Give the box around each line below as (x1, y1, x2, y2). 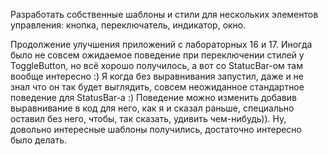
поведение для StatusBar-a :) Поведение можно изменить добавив (10, 92, 297, 103)
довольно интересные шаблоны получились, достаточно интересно (10, 124, 302, 135)
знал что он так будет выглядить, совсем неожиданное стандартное (10, 81, 305, 93)
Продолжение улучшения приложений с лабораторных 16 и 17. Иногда (10, 39, 313, 50)
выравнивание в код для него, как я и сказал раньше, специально (10, 102, 295, 114)
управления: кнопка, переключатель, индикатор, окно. (10, 19, 247, 31)
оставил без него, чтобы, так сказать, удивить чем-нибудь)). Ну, (10, 113, 287, 124)
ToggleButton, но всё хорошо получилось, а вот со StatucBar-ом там (10, 60, 303, 71)
